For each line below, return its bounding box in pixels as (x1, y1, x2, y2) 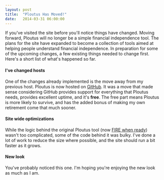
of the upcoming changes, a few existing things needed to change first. (5, 51, 150, 57)
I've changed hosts (5, 67, 45, 73)
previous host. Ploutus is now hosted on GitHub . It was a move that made (5, 83, 153, 89)
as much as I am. (5, 170, 39, 176)
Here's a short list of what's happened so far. (5, 56, 97, 62)
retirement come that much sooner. (5, 105, 77, 110)
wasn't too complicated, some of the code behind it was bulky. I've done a (5, 132, 156, 138)
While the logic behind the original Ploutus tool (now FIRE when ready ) (5, 127, 148, 133)
